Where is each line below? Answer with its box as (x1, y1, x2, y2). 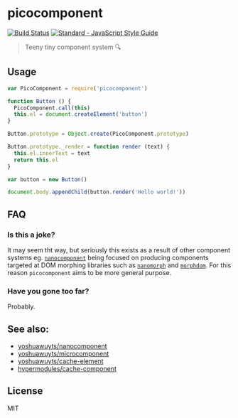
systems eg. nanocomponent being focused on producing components (7, 253, 209, 262)
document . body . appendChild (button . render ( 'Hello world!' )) (7, 188, 186, 196)
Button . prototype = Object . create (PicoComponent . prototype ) (7, 130, 190, 138)
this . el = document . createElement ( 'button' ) (13, 111, 148, 118)
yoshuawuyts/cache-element (17, 357, 104, 365)
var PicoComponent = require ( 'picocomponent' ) (7, 85, 148, 92)
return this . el (13, 156, 59, 164)
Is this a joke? (7, 230, 55, 240)
